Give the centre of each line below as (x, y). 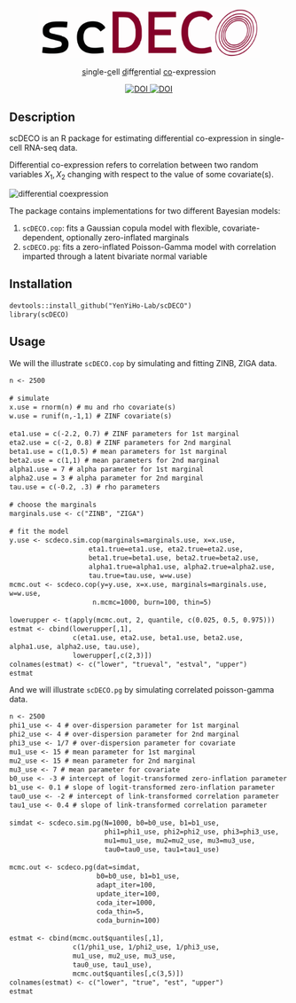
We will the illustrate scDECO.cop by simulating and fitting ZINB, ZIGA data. (143, 363)
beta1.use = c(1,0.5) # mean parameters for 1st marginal (118, 451)
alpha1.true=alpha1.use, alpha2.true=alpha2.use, (182, 567)
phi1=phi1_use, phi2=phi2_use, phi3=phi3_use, (191, 832)
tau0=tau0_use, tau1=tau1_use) (162, 850)
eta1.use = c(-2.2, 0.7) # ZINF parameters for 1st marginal (125, 434)
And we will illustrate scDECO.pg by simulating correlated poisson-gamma (142, 689)
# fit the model (39, 531)
